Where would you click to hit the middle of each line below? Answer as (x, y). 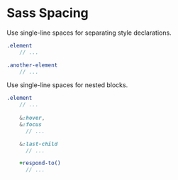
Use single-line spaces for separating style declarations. (89, 33)
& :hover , (32, 118)
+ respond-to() (40, 163)
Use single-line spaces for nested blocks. (67, 85)
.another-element (32, 65)
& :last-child (39, 144)
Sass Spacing (48, 13)
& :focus (30, 124)
